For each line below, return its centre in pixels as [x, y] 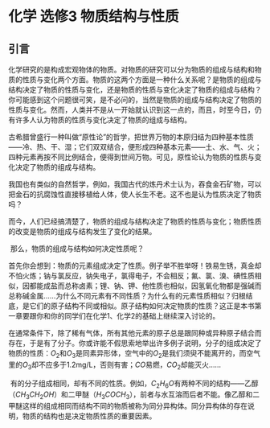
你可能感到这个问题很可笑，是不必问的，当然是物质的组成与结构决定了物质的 [135, 100]
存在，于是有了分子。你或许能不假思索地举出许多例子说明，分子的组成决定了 [135, 343]
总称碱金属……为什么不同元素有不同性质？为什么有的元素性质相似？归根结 [131, 296]
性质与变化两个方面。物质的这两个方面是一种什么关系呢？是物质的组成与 [142, 80]
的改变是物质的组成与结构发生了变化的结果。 [82, 231]
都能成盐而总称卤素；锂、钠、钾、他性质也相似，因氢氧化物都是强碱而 [145, 286]
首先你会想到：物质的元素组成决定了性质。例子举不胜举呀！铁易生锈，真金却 [135, 265]
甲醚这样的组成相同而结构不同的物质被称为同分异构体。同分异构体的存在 [128, 406]
